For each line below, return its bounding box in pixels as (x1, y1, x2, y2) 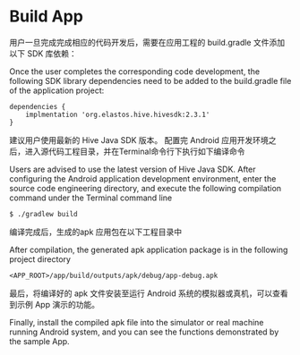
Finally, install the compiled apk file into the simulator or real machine (9, 317, 264, 327)
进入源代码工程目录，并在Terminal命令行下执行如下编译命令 (24, 146, 245, 156)
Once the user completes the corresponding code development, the (9, 65, 261, 77)
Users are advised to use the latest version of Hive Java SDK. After (9, 164, 257, 174)
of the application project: (9, 85, 105, 96)
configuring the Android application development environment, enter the (9, 173, 277, 184)
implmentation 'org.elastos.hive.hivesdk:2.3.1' (25, 110, 210, 119)
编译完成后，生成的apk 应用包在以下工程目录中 (9, 226, 183, 237)
